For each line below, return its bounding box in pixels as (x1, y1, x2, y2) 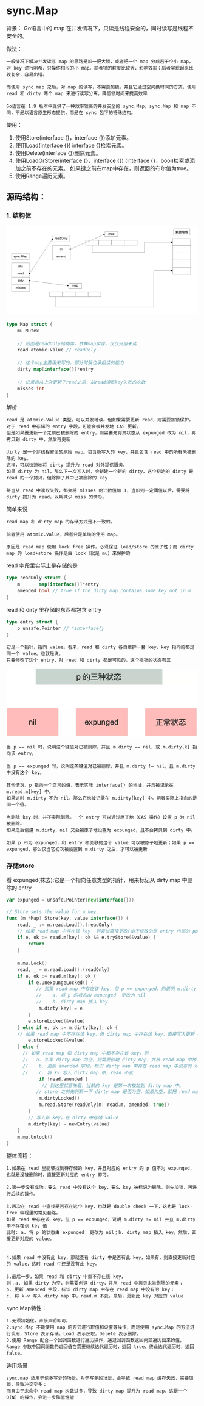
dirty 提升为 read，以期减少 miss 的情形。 (6, 494, 107, 500)
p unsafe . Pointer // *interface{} (17, 625, 104, 631)
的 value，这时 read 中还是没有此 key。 (6, 1261, 100, 1268)
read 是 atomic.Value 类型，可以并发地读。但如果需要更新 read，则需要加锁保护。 (6, 417, 194, 423)
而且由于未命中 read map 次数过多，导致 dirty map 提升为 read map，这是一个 (6, 1388, 188, 1394)
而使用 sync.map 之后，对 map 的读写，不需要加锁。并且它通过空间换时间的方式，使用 (6, 84, 196, 90)
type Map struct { (6, 321, 53, 327)
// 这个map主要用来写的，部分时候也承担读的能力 (17, 360, 124, 366)
